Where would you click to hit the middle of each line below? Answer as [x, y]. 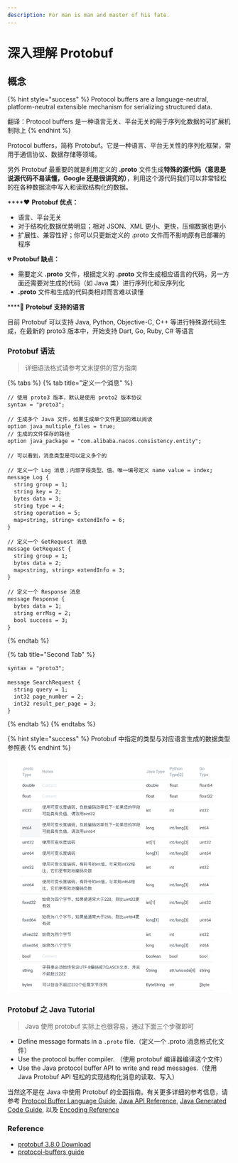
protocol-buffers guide [51, 1152]
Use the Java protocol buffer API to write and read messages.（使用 [117, 1068]
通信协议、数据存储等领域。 [60, 154]
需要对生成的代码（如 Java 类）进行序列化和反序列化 [107, 283]
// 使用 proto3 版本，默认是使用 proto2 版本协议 [75, 398]
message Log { [28, 477]
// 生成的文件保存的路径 [39, 434]
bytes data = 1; [38, 606]
